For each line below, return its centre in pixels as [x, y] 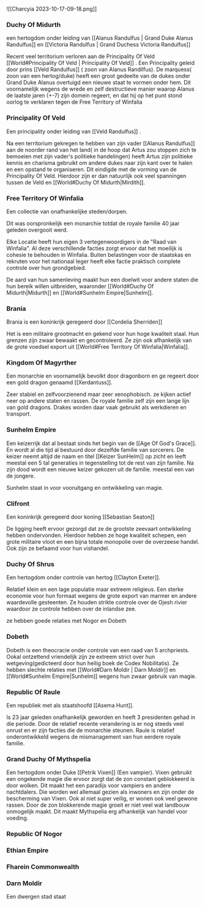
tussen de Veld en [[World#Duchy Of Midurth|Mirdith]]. [76, 182]
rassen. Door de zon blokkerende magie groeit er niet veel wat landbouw [98, 805]
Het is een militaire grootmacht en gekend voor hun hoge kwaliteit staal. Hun [103, 334]
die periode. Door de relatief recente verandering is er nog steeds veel [95, 723]
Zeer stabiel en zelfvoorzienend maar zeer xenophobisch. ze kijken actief [99, 394]
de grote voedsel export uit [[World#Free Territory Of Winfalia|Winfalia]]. [98, 347]
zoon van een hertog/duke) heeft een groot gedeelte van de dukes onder [99, 76]
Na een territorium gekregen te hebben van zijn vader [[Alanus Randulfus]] [101, 143]
